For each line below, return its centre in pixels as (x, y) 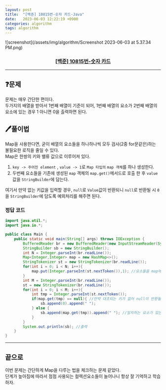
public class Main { (26, 234)
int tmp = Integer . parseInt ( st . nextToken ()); (79, 294)
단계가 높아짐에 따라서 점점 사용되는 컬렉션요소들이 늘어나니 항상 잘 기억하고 (78, 376)
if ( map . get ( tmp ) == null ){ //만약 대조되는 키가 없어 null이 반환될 (96, 299)
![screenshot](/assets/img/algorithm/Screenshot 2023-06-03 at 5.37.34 (78, 42)
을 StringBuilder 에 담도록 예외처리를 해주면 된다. (53, 196)
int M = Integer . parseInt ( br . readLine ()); (67, 280)
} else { (41, 308)
